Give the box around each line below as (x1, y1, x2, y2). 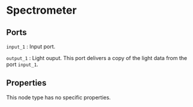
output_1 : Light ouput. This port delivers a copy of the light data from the (6, 55, 188, 61)
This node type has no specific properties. (6, 93, 111, 101)
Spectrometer (6, 4, 77, 17)
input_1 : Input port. (6, 43, 56, 50)
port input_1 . (6, 61, 39, 68)
